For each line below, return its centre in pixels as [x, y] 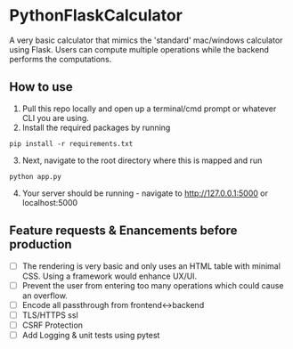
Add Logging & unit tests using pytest [91, 335]
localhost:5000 [50, 202]
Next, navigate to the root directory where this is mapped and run [142, 160]
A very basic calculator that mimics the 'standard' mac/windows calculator [146, 40]
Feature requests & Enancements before [123, 231]
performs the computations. [61, 59]
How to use [41, 87]
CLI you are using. [55, 118]
